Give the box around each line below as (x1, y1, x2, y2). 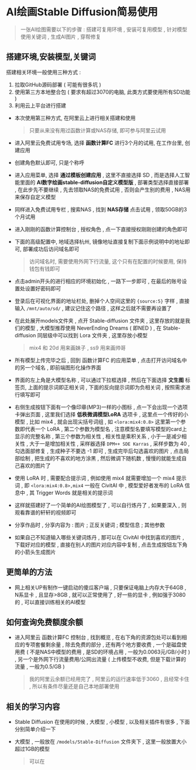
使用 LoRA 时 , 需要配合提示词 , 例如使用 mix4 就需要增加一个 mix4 (14, 474, 175, 481)
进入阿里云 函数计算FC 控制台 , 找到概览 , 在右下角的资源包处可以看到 (14, 634, 182, 641)
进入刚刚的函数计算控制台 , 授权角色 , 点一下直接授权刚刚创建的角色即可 (14, 225, 188, 232)
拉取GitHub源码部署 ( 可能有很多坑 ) (14, 81, 101, 88)
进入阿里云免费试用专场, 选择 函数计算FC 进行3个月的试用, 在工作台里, (14, 139, 184, 146)
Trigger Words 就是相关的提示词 (36, 489, 113, 496)
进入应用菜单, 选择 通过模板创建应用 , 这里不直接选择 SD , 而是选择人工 (14, 171, 185, 179)
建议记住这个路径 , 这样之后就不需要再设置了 (64, 304, 172, 312)
